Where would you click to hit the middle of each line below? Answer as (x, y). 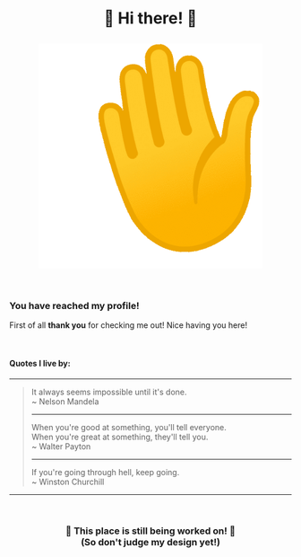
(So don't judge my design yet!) (150, 542)
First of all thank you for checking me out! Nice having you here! (129, 325)
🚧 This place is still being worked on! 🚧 (150, 531)
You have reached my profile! (74, 306)
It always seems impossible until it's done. (109, 392)
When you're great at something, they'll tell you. (120, 437)
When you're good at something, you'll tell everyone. (129, 427)
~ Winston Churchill (68, 482)
